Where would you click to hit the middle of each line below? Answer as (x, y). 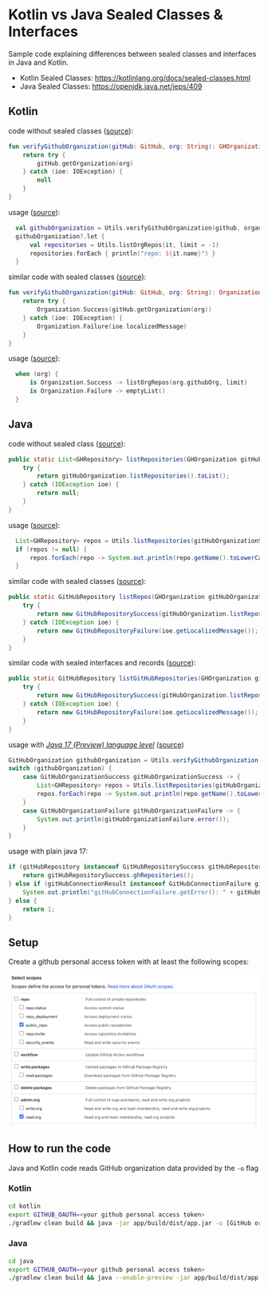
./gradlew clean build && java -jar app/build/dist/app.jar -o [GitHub (130, 1223)
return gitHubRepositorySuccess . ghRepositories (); (108, 876)
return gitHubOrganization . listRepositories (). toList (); (133, 476)
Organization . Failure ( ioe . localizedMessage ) (112, 326)
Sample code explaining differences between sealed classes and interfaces (132, 54)
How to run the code (60, 1149)
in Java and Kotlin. (39, 62)
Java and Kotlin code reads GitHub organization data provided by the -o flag (134, 1168)
